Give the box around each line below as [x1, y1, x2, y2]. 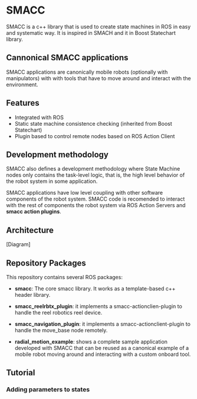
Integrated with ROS [14, 113, 64, 121]
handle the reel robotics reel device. [14, 309, 103, 316]
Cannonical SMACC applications [6, 53, 129, 63]
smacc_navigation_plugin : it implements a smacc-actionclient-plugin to [14, 320, 191, 328]
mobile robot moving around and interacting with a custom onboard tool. [14, 351, 191, 358]
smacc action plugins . [6, 208, 62, 215]
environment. [6, 81, 38, 88]
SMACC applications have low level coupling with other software [6, 189, 163, 197]
